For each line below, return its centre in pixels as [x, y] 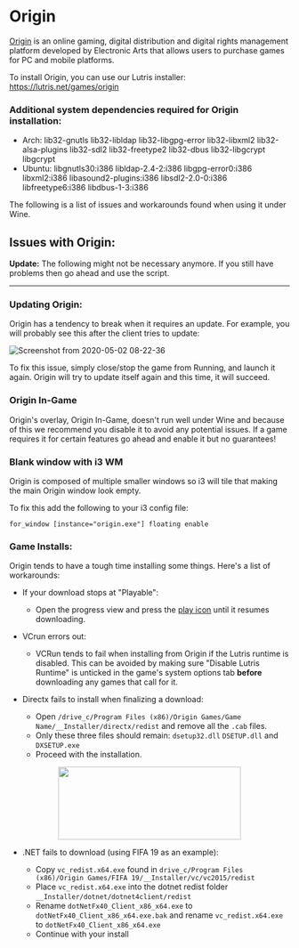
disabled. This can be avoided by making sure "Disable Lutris [147, 663]
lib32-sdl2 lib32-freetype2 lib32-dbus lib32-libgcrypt [167, 150]
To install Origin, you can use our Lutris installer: [98, 77]
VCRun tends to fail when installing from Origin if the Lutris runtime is [162, 654]
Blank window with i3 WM [66, 462]
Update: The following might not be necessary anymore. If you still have [141, 263]
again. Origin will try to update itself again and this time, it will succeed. [140, 377]
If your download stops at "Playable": [90, 593]
